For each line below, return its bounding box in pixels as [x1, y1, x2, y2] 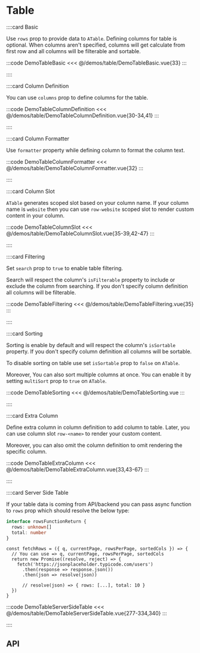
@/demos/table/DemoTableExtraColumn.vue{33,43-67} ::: [6, 465, 149, 473]
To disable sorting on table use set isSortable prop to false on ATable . [6, 359, 180, 366]
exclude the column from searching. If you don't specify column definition [6, 282, 188, 290]
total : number [11, 529, 47, 535]
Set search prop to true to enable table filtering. [6, 264, 124, 272]
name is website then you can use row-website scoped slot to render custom [6, 206, 195, 213]
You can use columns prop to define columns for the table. [6, 94, 148, 101]
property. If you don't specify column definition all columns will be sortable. [6, 348, 192, 355]
